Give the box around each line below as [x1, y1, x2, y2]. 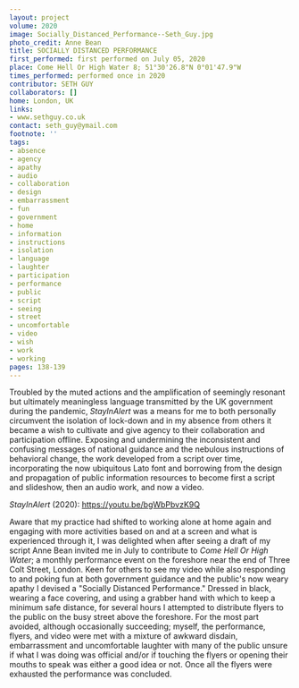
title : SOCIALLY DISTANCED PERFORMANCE [9, 47, 158, 55]
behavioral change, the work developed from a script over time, [9, 454, 244, 464]
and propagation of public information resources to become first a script [9, 472, 275, 483]
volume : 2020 [9, 21, 58, 30]
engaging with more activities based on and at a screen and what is [9, 526, 258, 537]
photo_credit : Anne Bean [9, 38, 102, 47]
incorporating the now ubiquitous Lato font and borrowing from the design [9, 463, 283, 474]
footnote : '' [9, 130, 58, 139]
